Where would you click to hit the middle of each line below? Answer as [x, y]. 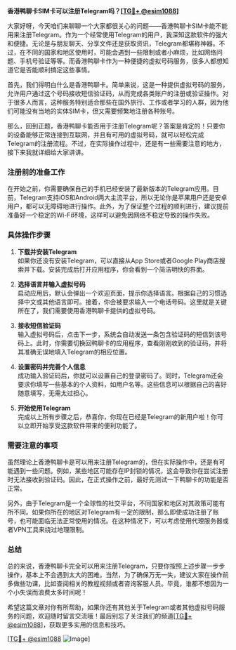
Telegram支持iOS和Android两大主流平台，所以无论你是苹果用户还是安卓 [123, 198]
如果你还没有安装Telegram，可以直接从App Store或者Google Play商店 [118, 260]
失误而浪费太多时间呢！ [53, 592]
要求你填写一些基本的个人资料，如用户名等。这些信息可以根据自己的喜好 [122, 384]
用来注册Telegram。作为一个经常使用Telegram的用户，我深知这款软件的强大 [118, 35]
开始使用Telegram [44, 408]
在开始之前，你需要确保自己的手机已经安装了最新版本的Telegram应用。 [110, 189]
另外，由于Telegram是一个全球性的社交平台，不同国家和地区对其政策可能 [113, 503]
